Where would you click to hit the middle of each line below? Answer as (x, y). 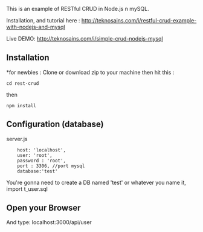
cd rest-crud (23, 83)
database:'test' (38, 171)
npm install (21, 105)
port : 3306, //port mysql (51, 166)
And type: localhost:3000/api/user (49, 222)
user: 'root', (35, 155)
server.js (17, 139)
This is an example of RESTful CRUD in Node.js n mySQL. (78, 9)
